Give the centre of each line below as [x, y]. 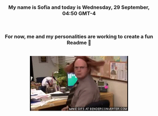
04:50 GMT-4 [79, 13]
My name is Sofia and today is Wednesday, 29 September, [79, 7]
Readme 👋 [79, 43]
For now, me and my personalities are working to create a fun [79, 37]
